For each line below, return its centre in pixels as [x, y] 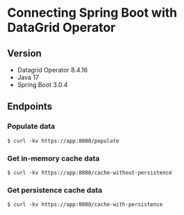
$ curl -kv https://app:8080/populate [63, 141]
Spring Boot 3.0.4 [42, 85]
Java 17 [28, 77]
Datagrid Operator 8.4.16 [52, 70]
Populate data [31, 127]
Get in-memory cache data [53, 158]
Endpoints [30, 107]
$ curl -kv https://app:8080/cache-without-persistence [90, 173]
